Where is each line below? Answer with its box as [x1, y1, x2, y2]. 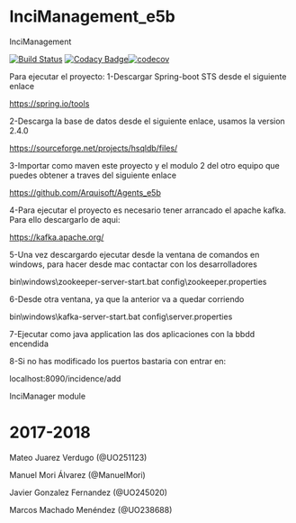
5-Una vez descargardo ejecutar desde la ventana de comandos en [9, 249, 260, 260]
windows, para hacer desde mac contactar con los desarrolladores [9, 259, 258, 270]
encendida [9, 338, 49, 349]
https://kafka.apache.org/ [9, 232, 104, 243]
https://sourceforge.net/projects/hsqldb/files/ [9, 142, 178, 153]
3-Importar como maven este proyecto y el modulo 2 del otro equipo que [9, 160, 281, 170]
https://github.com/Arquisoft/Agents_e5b [9, 187, 162, 197]
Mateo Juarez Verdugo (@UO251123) [9, 452, 148, 463]
